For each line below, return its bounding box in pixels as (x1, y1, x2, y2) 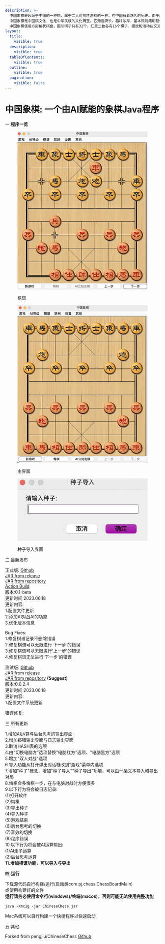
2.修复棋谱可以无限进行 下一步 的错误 (5, 641, 81, 647)
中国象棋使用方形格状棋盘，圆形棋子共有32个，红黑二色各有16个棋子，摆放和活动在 (9, 24, 154, 29)
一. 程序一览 (5, 121, 28, 127)
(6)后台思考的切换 (5, 823, 41, 829)
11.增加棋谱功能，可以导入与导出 (5, 860, 71, 866)
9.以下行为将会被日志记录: (5, 786, 58, 792)
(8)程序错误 (5, 835, 28, 841)
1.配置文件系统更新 (5, 699, 43, 705)
